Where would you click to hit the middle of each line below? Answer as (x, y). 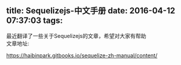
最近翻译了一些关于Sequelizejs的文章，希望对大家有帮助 (76, 36)
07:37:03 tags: (35, 21)
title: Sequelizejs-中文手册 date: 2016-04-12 (91, 11)
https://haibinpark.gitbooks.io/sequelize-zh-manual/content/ (82, 55)
